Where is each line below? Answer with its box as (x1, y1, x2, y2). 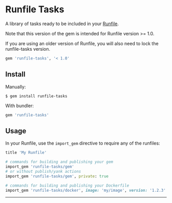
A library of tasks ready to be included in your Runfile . (5, 21, 119, 27)
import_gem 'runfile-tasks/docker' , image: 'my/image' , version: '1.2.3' (5, 188, 166, 193)
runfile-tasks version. (5, 46, 50, 52)
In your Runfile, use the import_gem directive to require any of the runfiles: (5, 140, 160, 147)
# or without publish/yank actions (5, 169, 81, 174)
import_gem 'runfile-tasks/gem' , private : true (5, 173, 109, 179)
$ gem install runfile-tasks (5, 93, 68, 98)
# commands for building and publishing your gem (5, 159, 114, 165)
